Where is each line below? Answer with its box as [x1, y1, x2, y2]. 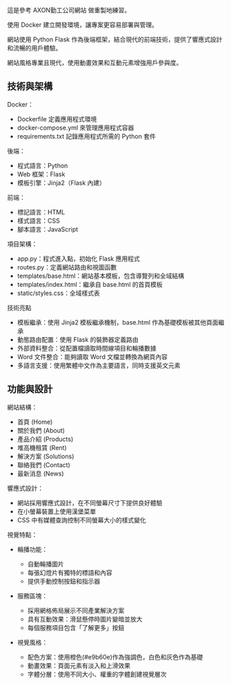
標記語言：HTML [17, 207, 66, 216]
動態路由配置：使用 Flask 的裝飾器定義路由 [17, 335, 139, 343]
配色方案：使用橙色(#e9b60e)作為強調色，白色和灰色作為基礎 [27, 653, 203, 661]
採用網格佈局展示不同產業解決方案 [27, 606, 125, 615]
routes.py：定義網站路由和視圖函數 [17, 263, 117, 271]
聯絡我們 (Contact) [17, 460, 70, 469]
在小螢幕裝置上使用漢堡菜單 [17, 507, 97, 515]
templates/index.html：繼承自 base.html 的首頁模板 [17, 280, 163, 288]
